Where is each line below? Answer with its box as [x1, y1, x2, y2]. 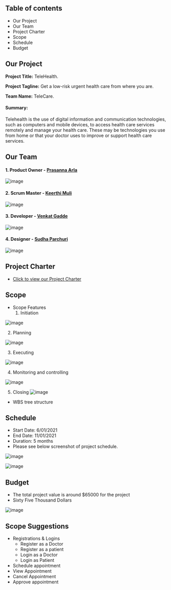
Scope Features [12, 304, 46, 310]
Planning [12, 329, 32, 335]
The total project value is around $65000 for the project [12, 492, 130, 498]
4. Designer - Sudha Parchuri [5, 236, 68, 242]
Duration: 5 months [12, 438, 54, 444]
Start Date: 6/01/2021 [12, 427, 58, 434]
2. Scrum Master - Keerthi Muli [5, 190, 72, 196]
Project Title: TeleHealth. [5, 73, 59, 79]
